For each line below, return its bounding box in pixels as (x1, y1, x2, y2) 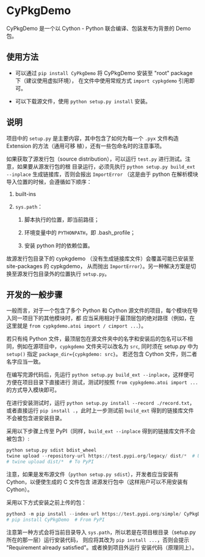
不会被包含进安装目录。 (6, 415, 65, 422)
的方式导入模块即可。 (6, 386, 60, 394)
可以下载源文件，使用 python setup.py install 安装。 (15, 97, 151, 104)
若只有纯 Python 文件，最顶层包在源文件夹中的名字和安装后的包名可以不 (6, 335, 188, 343)
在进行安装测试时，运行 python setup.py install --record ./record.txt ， (6, 399, 195, 407)
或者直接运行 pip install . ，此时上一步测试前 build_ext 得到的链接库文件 (6, 407, 194, 414)
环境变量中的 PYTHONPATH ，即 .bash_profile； (24, 228, 136, 236)
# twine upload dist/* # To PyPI (6, 459, 95, 465)
